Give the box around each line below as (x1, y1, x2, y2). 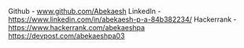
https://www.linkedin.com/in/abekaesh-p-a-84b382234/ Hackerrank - (8, 15, 237, 24)
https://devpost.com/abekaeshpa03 (8, 31, 125, 40)
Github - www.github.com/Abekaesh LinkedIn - (8, 7, 161, 15)
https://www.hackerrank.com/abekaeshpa (8, 23, 146, 32)
